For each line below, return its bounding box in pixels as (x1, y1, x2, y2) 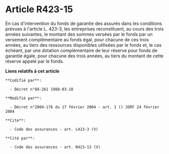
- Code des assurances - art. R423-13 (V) (10, 144, 101, 149)
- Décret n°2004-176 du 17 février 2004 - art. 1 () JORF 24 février (10, 104, 159, 110)
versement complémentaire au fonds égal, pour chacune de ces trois (5, 37, 149, 43)
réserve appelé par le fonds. (5, 58, 64, 64)
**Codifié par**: (5, 78, 42, 83)
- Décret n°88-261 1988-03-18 (10, 86, 73, 92)
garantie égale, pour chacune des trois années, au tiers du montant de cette (5, 52, 164, 59)
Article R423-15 (5, 4, 73, 15)
